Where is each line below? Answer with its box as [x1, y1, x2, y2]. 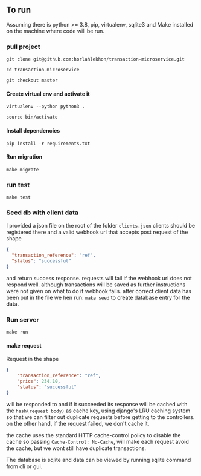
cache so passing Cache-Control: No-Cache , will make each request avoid [6, 438, 189, 445]
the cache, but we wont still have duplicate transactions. [6, 445, 147, 452]
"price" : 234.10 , [17, 378, 61, 385]
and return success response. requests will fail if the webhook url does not [6, 274, 192, 282]
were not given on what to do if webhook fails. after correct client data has [6, 287, 192, 294]
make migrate [6, 167, 39, 173]
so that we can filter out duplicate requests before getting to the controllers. [6, 413, 195, 420]
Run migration [6, 153, 43, 160]
